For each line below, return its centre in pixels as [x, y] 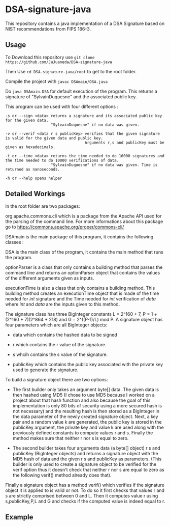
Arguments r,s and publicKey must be [125, 143]
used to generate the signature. [45, 370]
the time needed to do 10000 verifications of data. [62, 160]
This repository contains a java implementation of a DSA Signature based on [85, 23]
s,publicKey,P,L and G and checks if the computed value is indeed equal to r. [85, 501]
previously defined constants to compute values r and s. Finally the [83, 433]
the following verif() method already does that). [62, 475]
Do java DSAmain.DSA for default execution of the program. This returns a [81, 91]
